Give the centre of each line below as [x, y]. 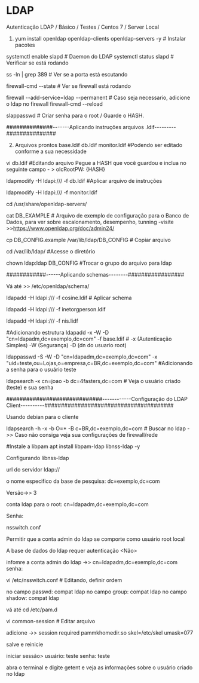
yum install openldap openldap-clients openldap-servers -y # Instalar [100, 38]
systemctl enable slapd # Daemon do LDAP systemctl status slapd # [90, 56]
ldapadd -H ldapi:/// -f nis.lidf [42, 321]
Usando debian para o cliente [42, 416]
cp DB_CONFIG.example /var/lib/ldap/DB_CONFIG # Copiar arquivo [89, 240]
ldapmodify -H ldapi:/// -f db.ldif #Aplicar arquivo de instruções [84, 180]
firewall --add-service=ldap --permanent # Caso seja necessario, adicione [98, 97]
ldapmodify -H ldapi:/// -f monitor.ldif [52, 192]
